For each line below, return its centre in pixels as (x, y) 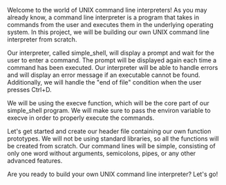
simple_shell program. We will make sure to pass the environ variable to (109, 111)
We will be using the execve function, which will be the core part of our (108, 103)
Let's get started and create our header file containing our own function (109, 131)
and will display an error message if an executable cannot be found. (104, 75)
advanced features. (35, 161)
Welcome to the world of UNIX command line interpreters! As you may (107, 10)
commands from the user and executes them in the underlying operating (111, 25)
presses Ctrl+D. (29, 90)
